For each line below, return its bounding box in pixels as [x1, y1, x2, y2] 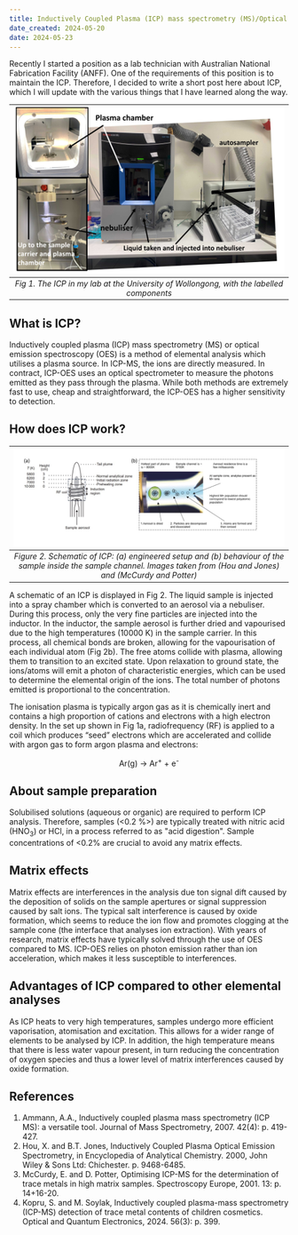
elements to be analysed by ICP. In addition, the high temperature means [9, 1035, 275, 1046]
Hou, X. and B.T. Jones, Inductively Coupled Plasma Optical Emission [21, 1141, 275, 1151]
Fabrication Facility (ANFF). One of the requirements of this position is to [9, 68, 274, 79]
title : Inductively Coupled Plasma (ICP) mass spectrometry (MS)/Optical [9, 14, 288, 23]
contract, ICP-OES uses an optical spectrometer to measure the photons [9, 367, 274, 378]
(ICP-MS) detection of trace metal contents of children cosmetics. [21, 1207, 263, 1217]
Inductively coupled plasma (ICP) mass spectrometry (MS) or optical [9, 339, 260, 350]
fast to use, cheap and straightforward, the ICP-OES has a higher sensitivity [9, 386, 286, 397]
